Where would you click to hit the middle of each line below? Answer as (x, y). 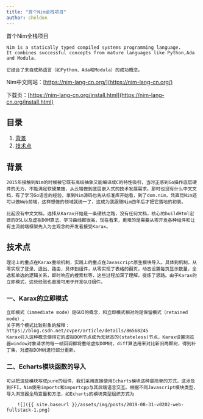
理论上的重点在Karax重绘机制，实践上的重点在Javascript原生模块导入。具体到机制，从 (101, 262)
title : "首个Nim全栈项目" (37, 12)
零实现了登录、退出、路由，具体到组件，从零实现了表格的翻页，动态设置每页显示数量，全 (101, 269)
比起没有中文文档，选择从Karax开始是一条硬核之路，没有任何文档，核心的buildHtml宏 (100, 214)
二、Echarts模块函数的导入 (46, 367)
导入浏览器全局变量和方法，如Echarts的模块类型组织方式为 (70, 394)
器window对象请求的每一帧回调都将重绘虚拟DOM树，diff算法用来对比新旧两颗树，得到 (99, 344)
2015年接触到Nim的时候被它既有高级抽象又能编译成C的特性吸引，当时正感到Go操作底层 (99, 183)
